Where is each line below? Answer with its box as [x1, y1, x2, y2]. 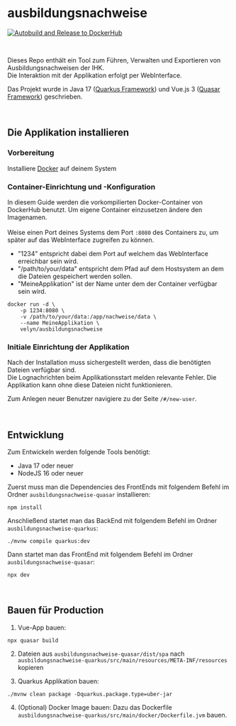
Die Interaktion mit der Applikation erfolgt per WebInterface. [7, 71, 182, 79]
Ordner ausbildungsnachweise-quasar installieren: [7, 490, 151, 499]
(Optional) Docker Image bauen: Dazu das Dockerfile [17, 703, 172, 711]
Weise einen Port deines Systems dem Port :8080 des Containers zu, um [7, 228, 219, 236]
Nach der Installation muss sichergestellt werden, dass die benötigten [7, 358, 211, 367]
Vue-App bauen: [17, 623, 66, 632]
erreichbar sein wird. [17, 257, 79, 265]
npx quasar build [7, 637, 59, 644]
